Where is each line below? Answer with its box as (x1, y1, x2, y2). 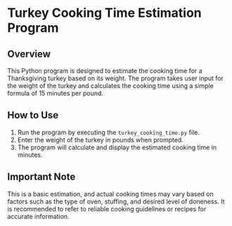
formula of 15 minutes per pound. (7, 89, 104, 97)
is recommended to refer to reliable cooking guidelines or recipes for (7, 204, 207, 213)
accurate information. (7, 212, 70, 220)
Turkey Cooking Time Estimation (7, 5, 202, 21)
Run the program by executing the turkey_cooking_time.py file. (17, 128, 200, 137)
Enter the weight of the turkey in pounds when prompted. (17, 135, 184, 144)
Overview (7, 48, 51, 60)
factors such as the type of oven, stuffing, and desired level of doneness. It (7, 197, 225, 206)
